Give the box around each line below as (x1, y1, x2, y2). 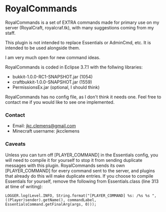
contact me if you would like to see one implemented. (5, 99, 115, 105)
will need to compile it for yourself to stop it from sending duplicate (5, 157, 143, 163)
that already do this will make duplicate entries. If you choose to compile (5, 173, 154, 179)
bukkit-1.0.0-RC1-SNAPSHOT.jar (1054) (12, 73, 93, 79)
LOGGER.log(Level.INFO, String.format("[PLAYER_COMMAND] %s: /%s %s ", (5, 193, 157, 198)
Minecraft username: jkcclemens (12, 128, 80, 134)
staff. (5, 30, 16, 36)
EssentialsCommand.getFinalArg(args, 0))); (5, 202, 97, 207)
